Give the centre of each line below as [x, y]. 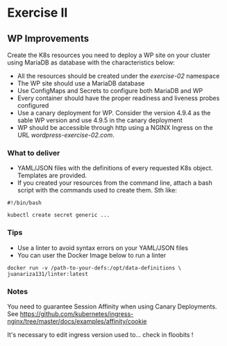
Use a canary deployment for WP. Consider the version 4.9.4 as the [114, 113]
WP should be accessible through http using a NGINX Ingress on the [115, 127]
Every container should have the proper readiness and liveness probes [118, 98]
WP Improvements [48, 39]
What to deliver [34, 153]
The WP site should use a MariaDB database [81, 83]
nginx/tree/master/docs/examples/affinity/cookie [77, 321]
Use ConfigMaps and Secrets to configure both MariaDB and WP [110, 91]
